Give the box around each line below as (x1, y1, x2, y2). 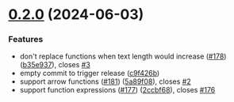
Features (8, 34, 44, 45)
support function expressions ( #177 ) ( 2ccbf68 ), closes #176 (19, 85, 216, 95)
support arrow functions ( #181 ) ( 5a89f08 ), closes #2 (19, 77, 192, 86)
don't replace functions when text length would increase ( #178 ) (19, 51, 227, 61)
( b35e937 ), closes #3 (19, 60, 91, 70)
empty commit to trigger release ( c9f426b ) (19, 69, 160, 78)
